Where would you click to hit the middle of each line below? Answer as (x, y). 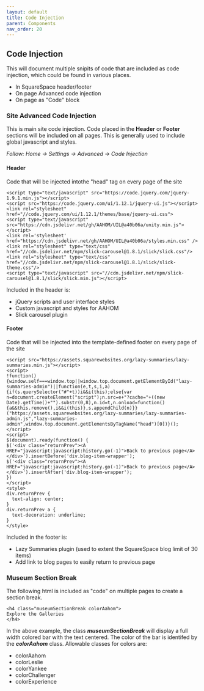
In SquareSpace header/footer (53, 87)
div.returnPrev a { (31, 509)
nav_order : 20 (24, 29)
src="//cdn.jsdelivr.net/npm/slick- (137, 273)
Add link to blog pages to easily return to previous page (85, 562)
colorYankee (31, 669)
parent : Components (31, 23)
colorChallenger (35, 675)
